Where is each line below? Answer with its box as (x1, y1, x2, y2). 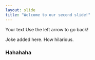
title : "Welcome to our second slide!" (5, 12, 91, 17)
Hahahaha (5, 49, 32, 56)
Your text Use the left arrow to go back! (5, 26, 89, 32)
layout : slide (5, 7, 36, 13)
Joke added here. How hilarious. (5, 36, 74, 43)
